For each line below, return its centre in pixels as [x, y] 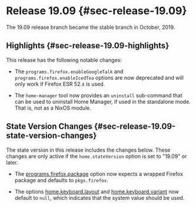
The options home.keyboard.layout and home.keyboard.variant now [97, 191]
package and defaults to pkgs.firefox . [62, 180]
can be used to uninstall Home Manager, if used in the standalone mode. [103, 101]
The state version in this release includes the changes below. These [88, 150]
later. [12, 162]
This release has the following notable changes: [64, 60]
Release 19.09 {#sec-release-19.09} [97, 11]
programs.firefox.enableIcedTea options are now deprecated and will [99, 77]
